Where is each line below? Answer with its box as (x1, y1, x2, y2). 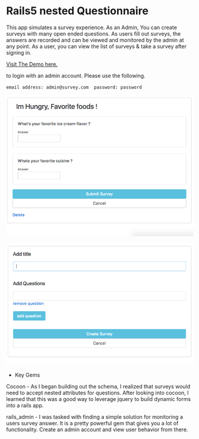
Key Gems (14, 371, 40, 378)
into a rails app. (6, 402, 44, 409)
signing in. (6, 49, 31, 56)
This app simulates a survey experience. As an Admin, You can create (6, 24, 177, 31)
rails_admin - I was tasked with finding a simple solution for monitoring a (6, 413, 183, 420)
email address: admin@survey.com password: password (6, 84, 143, 90)
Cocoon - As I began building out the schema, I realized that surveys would (6, 383, 191, 390)
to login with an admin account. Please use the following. (6, 72, 146, 79)
